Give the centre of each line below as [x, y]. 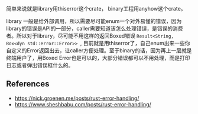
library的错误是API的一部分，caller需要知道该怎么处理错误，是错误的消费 [95, 28]
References [28, 84]
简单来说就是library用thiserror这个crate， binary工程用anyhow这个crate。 [96, 9]
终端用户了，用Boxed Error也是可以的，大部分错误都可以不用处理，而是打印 [98, 58]
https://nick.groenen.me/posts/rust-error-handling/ [77, 98]
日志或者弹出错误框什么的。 [40, 65]
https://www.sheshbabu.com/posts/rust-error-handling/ [83, 104]
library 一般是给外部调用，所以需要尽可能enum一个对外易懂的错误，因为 [94, 21]
